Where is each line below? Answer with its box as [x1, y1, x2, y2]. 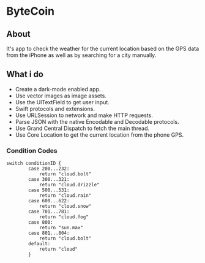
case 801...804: [28, 230, 70, 237]
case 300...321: [28, 177, 70, 183]
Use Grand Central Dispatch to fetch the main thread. [15, 124, 150, 132]
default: [28, 241, 51, 247]
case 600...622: [28, 198, 70, 204]
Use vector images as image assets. [15, 92, 107, 99]
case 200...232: [28, 166, 70, 172]
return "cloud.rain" [39, 192, 92, 199]
